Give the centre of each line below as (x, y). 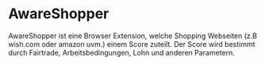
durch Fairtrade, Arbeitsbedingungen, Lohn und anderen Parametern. (122, 52)
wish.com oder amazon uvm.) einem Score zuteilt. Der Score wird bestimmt (132, 44)
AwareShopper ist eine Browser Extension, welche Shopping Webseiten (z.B (133, 36)
